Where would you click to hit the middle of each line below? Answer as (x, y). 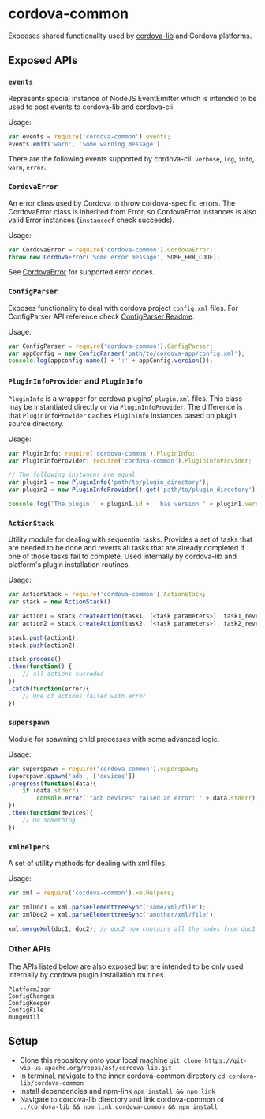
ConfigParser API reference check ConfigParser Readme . (101, 316)
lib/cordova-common (52, 1083)
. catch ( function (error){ (49, 689)
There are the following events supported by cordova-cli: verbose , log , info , (131, 159)
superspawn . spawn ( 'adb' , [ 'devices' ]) (72, 776)
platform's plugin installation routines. (69, 565)
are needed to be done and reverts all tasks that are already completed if (127, 548)
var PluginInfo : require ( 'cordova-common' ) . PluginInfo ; (102, 453)
